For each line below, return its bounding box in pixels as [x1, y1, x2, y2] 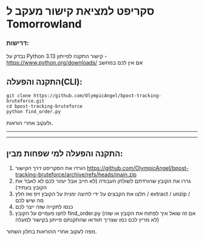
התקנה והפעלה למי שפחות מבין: [6, 148, 123, 158]
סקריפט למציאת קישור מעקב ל [6, 4, 155, 18]
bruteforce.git [6, 98, 45, 104]
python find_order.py [6, 109, 61, 115]
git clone [6, 93, 32, 99]
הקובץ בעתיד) [15, 184, 47, 191]
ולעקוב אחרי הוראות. [6, 120, 53, 127]
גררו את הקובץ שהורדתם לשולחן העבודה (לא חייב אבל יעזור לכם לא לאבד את [15, 177, 191, 185]
